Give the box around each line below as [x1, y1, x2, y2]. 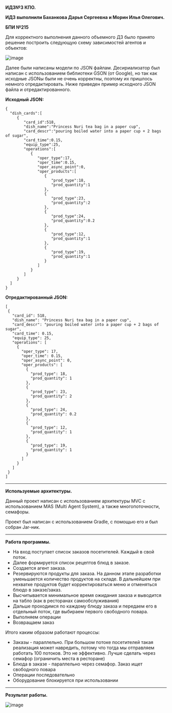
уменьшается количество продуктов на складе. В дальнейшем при [12, 576, 161, 582]
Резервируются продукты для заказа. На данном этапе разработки [12, 570, 161, 576]
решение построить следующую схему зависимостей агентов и [5, 39, 146, 46]
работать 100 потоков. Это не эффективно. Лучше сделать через [12, 650, 156, 656]
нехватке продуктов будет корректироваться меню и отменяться [12, 582, 157, 587]
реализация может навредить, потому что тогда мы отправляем [12, 644, 155, 651]
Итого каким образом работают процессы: [5, 629, 100, 635]
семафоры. [5, 509, 30, 515]
